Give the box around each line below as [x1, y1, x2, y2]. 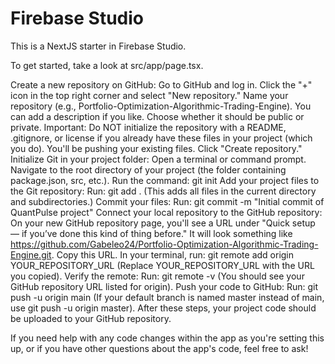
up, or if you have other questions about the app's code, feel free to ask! [10, 342, 309, 354]
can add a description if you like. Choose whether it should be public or [10, 110, 305, 122]
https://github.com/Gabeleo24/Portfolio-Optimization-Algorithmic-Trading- [10, 238, 319, 250]
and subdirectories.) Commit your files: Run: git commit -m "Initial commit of [10, 195, 325, 207]
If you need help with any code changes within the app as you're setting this [10, 332, 325, 344]
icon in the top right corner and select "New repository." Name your [10, 89, 289, 101]
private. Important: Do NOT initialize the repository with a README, [10, 121, 287, 133]
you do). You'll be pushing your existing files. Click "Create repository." [10, 142, 303, 154]
